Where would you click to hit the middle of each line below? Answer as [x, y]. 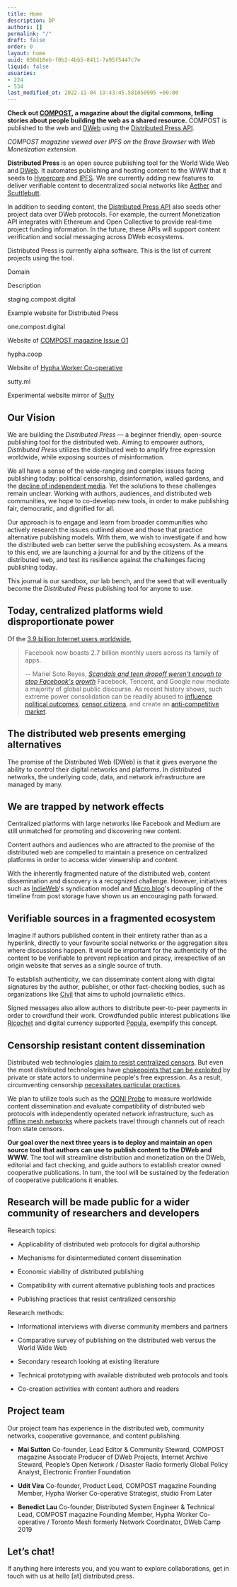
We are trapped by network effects [86, 807]
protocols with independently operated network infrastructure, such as [110, 1113]
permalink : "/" [30, 34]
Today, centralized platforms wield [85, 611]
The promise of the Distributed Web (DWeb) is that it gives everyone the [112, 762]
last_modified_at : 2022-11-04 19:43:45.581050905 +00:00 [93, 93]
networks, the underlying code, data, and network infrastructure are [106, 777]
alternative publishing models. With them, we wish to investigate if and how [117, 537]
